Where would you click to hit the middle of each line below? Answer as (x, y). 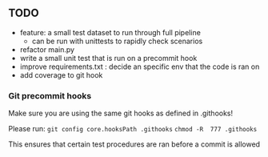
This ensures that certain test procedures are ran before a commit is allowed (134, 144)
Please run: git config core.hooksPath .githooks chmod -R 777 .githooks (133, 129)
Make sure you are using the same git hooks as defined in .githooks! (121, 113)
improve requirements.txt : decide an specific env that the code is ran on (140, 66)
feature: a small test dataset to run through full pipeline (110, 32)
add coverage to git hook (61, 74)
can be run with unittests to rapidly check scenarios (117, 41)
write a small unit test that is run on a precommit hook (108, 58)
